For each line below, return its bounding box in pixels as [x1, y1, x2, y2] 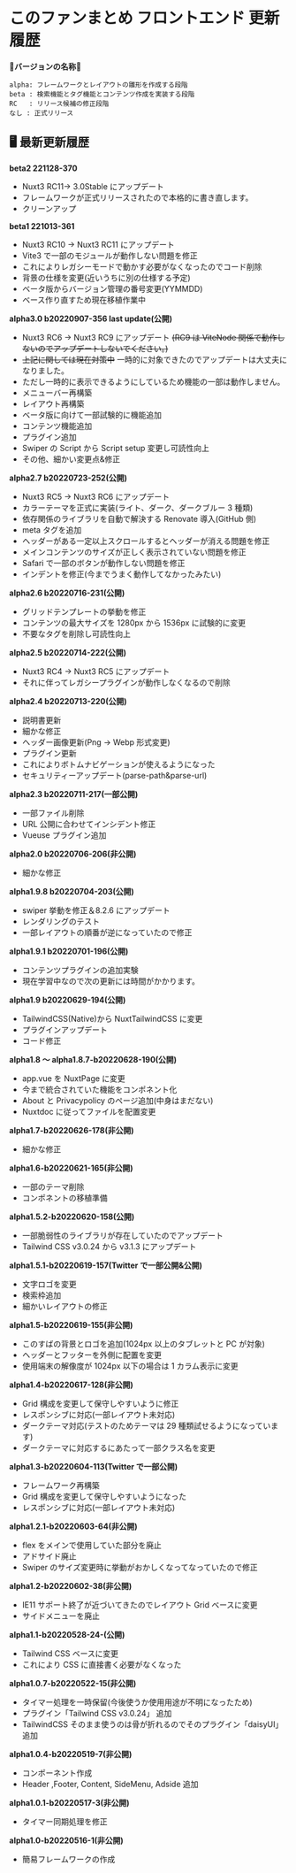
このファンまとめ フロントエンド [9, 8, 246, 28]
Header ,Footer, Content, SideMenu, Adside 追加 [21, 1778, 199, 1789]
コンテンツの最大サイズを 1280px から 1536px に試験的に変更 [21, 617, 246, 628]
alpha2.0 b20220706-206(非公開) [9, 848, 137, 859]
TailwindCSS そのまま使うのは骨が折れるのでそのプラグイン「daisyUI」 [21, 1718, 284, 1730]
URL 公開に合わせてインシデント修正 [21, 818, 156, 829]
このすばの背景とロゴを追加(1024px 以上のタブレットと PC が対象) [21, 1338, 265, 1349]
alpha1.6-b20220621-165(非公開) [9, 1163, 134, 1173]
